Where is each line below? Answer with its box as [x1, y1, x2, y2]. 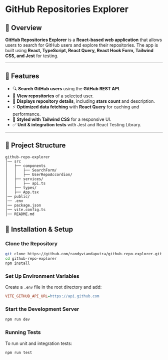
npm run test [5, 350, 32, 355]
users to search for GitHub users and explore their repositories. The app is [5, 42, 158, 48]
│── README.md [5, 212, 35, 217]
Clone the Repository [5, 240, 58, 247]
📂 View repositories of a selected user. [12, 93, 94, 99]
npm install [5, 261, 30, 266]
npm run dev [5, 317, 30, 322]
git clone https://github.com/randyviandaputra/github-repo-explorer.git [5, 252, 162, 257]
